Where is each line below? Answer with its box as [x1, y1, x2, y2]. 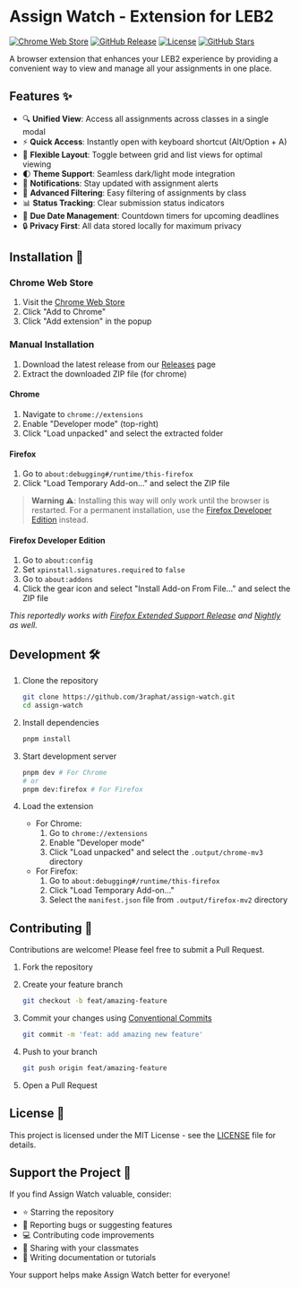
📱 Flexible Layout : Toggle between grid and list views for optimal [21, 149, 262, 160]
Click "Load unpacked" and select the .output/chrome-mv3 [48, 847, 264, 858]
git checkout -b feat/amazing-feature [21, 997, 167, 1006]
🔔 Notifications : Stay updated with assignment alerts [21, 178, 219, 188]
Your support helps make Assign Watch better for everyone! [9, 1269, 231, 1280]
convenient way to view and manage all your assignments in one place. [9, 63, 272, 74]
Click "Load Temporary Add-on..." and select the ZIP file [21, 478, 230, 489]
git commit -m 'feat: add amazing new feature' [21, 1030, 203, 1040]
